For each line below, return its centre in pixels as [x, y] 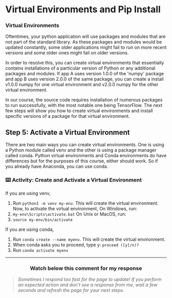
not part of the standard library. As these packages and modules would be [84, 42]
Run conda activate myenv [40, 250]
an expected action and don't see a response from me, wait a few [88, 285]
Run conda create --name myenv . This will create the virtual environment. [89, 239]
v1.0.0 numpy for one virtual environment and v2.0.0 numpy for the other [82, 84]
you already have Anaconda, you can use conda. [57, 166]
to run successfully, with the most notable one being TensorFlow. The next [84, 105]
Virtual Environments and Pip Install [83, 9]
